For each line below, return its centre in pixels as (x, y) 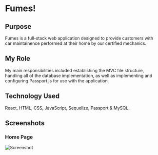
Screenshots (25, 123)
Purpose (18, 27)
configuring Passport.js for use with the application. (57, 80)
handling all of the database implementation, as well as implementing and (79, 76)
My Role (18, 59)
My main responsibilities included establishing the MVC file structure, (75, 70)
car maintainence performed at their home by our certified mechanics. (76, 43)
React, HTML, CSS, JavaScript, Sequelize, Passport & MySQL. (68, 108)
